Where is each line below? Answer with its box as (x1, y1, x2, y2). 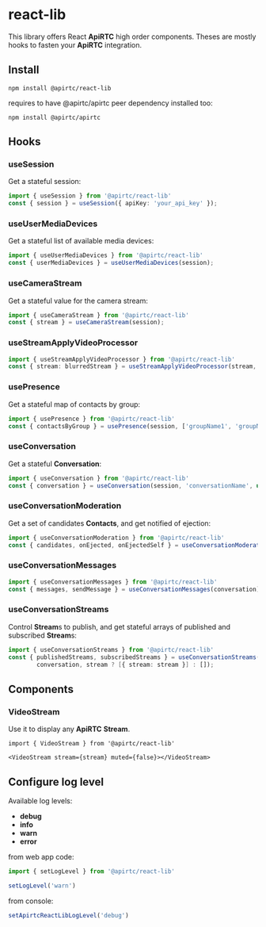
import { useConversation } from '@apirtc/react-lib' (8, 474, 190, 482)
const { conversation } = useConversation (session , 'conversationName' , (8, 481, 253, 489)
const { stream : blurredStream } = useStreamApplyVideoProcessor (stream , (8, 362, 257, 370)
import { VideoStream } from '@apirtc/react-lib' (8, 740, 176, 748)
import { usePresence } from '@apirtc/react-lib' (8, 415, 176, 423)
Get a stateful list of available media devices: (8, 236, 154, 246)
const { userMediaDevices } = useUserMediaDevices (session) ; (8, 259, 215, 267)
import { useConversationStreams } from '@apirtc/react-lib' (8, 645, 215, 653)
